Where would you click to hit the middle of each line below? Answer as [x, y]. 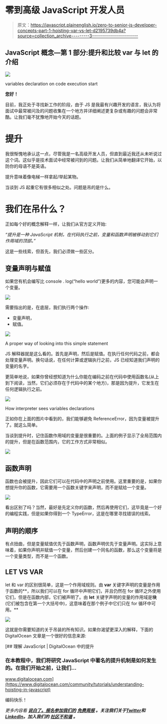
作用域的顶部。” [20, 241]
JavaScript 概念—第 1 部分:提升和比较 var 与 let [78, 53]
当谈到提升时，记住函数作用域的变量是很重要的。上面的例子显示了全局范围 [81, 435]
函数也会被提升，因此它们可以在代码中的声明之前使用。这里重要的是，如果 [81, 481]
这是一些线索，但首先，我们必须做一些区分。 [51, 251]
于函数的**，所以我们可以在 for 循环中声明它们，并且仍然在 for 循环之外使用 [83, 591]
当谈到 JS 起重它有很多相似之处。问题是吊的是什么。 [59, 187]
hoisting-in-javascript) [28, 690]
